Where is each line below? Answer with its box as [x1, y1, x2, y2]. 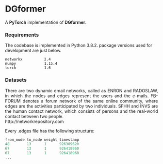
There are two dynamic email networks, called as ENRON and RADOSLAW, [5, 88, 158, 93]
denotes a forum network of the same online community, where [22, 98, 158, 104]
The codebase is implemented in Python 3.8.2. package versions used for [5, 43, 153, 48]
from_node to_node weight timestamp [5, 137, 79, 142]
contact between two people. [5, 113, 64, 119]
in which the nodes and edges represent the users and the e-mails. [5, 93, 149, 99]
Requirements [5, 31, 39, 38]
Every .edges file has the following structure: [5, 128, 95, 134]
